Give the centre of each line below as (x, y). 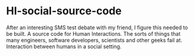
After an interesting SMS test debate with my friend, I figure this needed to (97, 27)
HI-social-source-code (64, 11)
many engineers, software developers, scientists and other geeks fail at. (94, 40)
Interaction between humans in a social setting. (64, 46)
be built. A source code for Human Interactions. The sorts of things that (93, 33)
